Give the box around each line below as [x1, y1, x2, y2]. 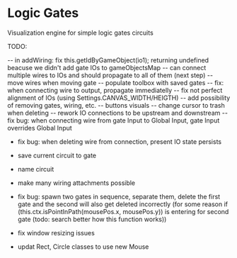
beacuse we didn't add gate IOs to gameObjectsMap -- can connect [7, 63, 207, 72]
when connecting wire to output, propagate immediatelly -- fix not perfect [7, 86, 223, 94]
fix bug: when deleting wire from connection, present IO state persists [17, 137, 221, 146]
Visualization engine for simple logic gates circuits [7, 28, 154, 37]
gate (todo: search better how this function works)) [17, 215, 167, 223]
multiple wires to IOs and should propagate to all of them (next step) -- [7, 71, 214, 79]
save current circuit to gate [17, 151, 97, 159]
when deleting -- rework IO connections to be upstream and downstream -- [7, 108, 229, 117]
